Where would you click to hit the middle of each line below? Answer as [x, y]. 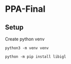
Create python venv [25, 39]
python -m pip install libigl [36, 57]
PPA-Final [25, 9]
